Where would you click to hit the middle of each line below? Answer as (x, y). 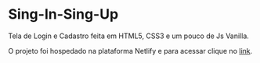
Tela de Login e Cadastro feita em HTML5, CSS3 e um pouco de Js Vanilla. (128, 36)
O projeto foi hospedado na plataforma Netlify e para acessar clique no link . (130, 51)
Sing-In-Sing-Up (63, 14)
